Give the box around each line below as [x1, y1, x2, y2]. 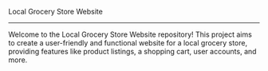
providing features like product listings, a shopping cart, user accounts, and [8, 47, 257, 56]
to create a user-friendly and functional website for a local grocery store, [8, 38, 248, 47]
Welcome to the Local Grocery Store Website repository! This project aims [8, 30, 253, 39]
